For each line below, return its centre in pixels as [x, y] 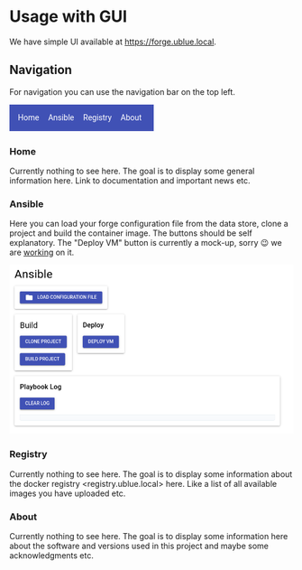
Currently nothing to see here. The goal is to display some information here [149, 536]
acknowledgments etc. [52, 555]
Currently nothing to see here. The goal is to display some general [132, 171]
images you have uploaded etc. [68, 493]
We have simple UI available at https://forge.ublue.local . [113, 42]
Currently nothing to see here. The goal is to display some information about [151, 474]
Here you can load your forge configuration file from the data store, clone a [149, 224]
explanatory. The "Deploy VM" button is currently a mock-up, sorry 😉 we [146, 243]
